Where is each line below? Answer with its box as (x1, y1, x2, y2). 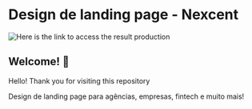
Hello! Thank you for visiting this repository (8, 76, 150, 85)
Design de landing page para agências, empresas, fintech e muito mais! (8, 91, 245, 101)
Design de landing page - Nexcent (8, 6, 239, 24)
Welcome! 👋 (8, 55, 70, 68)
